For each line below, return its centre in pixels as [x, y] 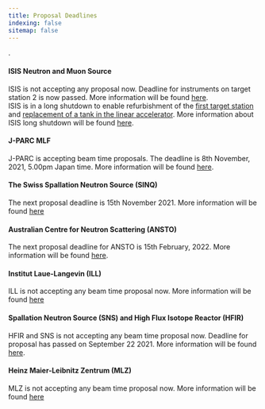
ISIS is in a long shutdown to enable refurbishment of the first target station [131, 106]
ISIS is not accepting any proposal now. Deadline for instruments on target [130, 89]
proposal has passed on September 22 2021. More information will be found [132, 344]
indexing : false [35, 23]
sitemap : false [33, 30]
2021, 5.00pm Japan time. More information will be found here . [111, 167]
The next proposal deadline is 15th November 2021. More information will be [133, 203]
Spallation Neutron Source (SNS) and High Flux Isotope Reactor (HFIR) [126, 318]
